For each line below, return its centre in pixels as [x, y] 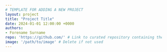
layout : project [22, 14]
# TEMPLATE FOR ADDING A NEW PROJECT [44, 10]
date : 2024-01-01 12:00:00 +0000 [40, 24]
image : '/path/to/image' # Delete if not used [54, 42]
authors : [14, 28]
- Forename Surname [25, 33]
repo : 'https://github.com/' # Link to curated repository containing [80, 38]
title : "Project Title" [30, 19]
